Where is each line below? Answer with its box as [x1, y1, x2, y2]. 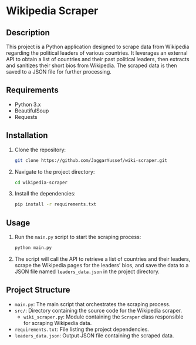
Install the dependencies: [14, 190, 76, 197]
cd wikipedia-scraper [14, 180, 67, 185]
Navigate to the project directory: [14, 168, 95, 175]
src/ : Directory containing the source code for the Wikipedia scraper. [14, 307, 183, 314]
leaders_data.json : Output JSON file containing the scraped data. [14, 331, 174, 339]
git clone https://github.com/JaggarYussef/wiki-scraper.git [14, 157, 168, 163]
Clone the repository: [14, 146, 66, 153]
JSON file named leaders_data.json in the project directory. [14, 268, 160, 275]
